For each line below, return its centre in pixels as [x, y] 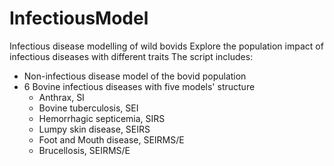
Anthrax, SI [61, 97]
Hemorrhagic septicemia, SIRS [102, 118]
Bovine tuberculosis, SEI [88, 108]
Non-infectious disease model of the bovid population [135, 76]
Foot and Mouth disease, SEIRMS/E [111, 139]
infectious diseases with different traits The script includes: [131, 56]
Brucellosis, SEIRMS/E [84, 150]
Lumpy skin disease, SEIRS [94, 129]
